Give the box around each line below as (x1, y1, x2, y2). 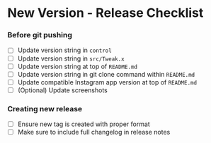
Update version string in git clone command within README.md (17, 70, 195, 78)
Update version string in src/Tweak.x (17, 54, 125, 63)
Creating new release (7, 104, 83, 113)
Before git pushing (7, 30, 73, 40)
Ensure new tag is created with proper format (17, 120, 150, 128)
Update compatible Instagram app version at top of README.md (17, 77, 197, 86)
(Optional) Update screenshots (17, 86, 108, 94)
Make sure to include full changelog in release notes (17, 128, 171, 137)
